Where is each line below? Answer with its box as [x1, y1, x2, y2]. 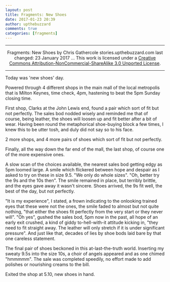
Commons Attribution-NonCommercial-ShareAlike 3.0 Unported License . [9, 60, 161, 66]
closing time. [5, 96, 32, 101]
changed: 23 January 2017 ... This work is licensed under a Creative [14, 55, 156, 61]
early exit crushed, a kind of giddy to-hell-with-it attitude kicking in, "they [5, 219, 158, 225]
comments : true [5, 26, 37, 31]
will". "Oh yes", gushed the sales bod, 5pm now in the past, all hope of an [5, 214, 158, 220]
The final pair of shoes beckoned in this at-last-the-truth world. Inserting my [5, 246, 164, 251]
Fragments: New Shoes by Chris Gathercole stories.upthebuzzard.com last [7, 50, 163, 56]
